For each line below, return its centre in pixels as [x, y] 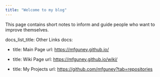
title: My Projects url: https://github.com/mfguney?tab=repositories [83, 69]
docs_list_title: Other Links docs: [39, 40]
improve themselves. [27, 30]
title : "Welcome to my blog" [36, 10]
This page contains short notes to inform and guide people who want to [80, 24]
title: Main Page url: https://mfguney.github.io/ [61, 49]
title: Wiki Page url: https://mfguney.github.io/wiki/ [65, 59]
